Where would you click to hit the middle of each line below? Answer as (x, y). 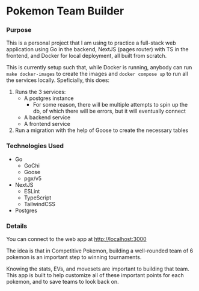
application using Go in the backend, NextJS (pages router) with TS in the (97, 49)
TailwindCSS (40, 204)
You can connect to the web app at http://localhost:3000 (76, 239)
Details (17, 226)
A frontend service (47, 124)
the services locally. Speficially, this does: (58, 80)
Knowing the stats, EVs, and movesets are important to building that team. (98, 269)
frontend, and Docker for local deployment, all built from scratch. (87, 56)
